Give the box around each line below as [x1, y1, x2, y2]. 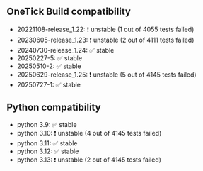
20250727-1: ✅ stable [16, 80, 81, 89]
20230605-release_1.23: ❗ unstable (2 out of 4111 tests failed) [16, 35, 195, 44]
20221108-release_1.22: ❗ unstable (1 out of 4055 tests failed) [16, 25, 195, 33]
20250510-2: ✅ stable [16, 62, 81, 70]
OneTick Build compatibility [6, 6, 132, 18]
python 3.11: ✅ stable [16, 138, 78, 148]
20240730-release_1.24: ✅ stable [16, 45, 115, 54]
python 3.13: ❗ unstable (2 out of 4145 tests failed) [16, 155, 162, 164]
